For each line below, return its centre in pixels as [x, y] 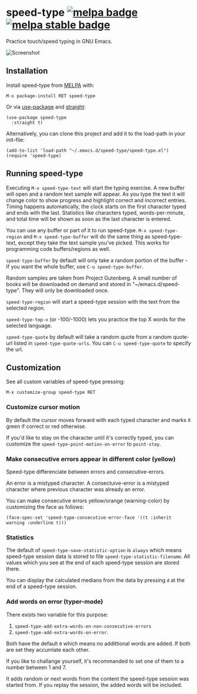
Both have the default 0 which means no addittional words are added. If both [98, 643]
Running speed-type [45, 174]
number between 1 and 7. [36, 667]
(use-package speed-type [36, 117]
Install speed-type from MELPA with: [50, 85]
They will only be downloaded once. [65, 290]
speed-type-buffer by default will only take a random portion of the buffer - [97, 260]
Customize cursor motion [43, 407]
